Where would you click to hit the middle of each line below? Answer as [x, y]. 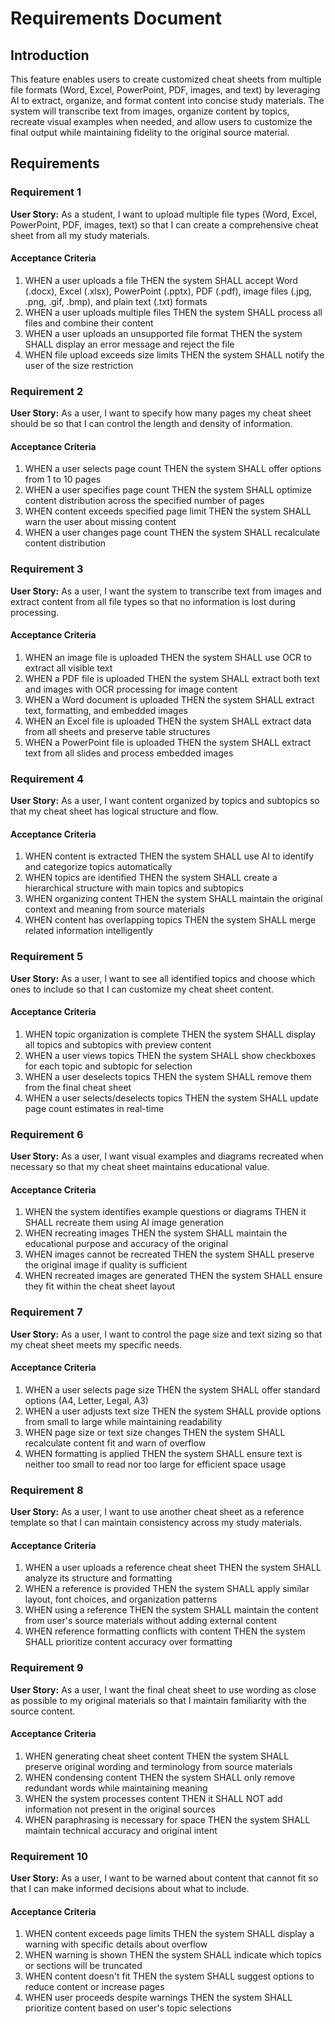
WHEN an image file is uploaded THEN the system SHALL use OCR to [168, 657]
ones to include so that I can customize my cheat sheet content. [142, 989]
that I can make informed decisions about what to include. [130, 1889]
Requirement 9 [47, 1668]
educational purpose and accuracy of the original [126, 1244]
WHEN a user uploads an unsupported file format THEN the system [163, 333]
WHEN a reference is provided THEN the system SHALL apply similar [167, 1589]
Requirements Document [116, 18]
